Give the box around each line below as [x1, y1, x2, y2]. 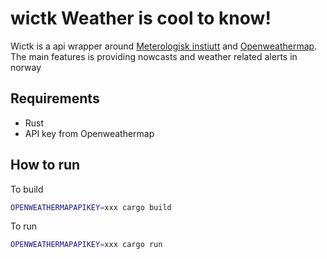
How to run [10, 157, 81, 174]
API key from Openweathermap [24, 127, 155, 139]
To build [10, 183, 44, 195]
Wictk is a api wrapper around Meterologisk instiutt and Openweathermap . [10, 40, 318, 52]
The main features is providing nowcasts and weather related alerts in [10, 50, 298, 62]
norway [10, 61, 42, 73]
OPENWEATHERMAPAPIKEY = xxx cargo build [10, 202, 172, 212]
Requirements [10, 90, 100, 107]
